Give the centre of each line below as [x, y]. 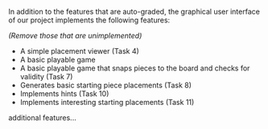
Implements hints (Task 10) [64, 94]
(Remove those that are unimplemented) [75, 36]
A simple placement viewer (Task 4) [79, 51]
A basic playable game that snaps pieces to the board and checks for [135, 68]
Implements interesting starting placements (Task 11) [107, 102]
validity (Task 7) [46, 77]
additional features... [42, 118]
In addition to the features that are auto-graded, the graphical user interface [134, 12]
